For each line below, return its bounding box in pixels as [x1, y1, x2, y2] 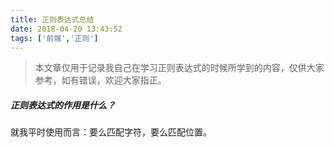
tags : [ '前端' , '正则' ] [10, 33, 99, 43]
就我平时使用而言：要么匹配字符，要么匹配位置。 [10, 126, 212, 138]
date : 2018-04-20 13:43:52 [10, 24, 123, 34]
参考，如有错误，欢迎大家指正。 [34, 74, 167, 86]
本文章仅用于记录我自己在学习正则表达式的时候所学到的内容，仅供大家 [34, 62, 325, 74]
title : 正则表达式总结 [10, 14, 95, 25]
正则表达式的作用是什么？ [10, 99, 116, 111]
